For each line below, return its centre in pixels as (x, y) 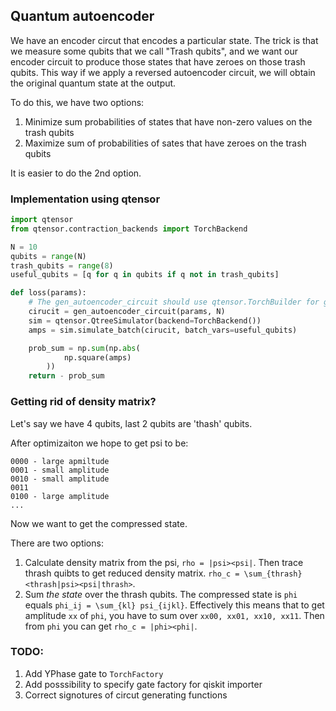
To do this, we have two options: (77, 102)
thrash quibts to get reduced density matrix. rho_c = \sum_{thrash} (163, 573)
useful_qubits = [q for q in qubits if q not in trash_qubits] (145, 275)
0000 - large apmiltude (60, 461)
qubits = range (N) (48, 256)
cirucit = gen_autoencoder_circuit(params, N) (127, 312)
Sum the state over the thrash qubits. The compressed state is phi (161, 594)
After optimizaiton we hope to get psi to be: (99, 443)
